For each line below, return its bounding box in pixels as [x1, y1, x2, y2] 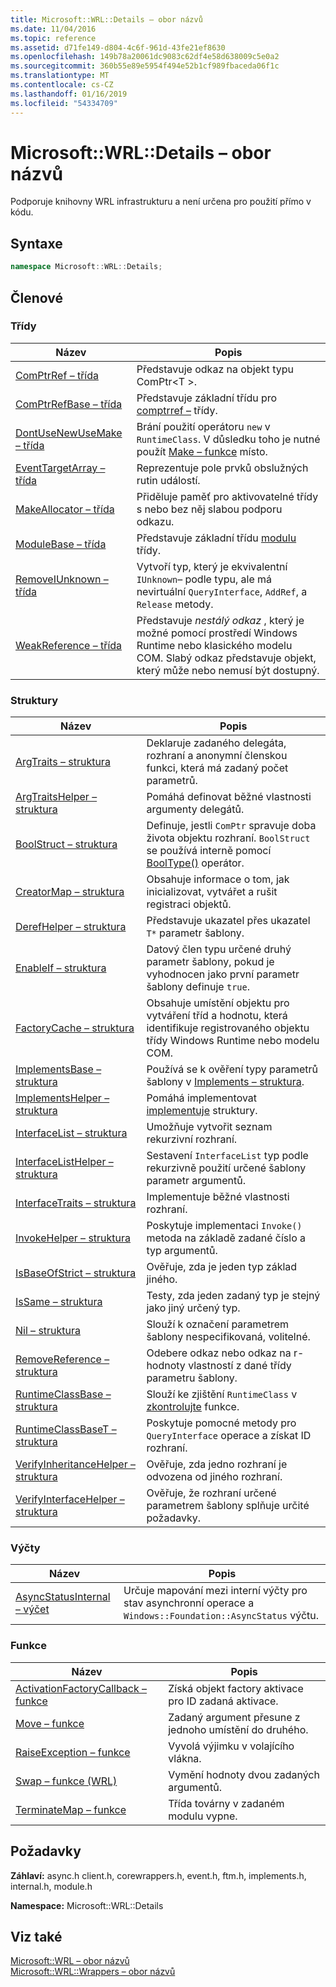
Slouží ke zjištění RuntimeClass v [146, 1387, 298, 1401]
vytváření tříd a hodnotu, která [146, 1009, 288, 1023]
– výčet [15, 1602, 50, 1616]
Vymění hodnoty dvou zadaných [168, 1767, 320, 1781]
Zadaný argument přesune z [168, 1710, 301, 1724]
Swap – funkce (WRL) [15, 1774, 118, 1788]
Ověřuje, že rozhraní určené [146, 1486, 277, 1500]
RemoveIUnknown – [15, 572, 109, 586]
